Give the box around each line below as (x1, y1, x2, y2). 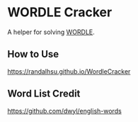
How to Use (7, 48, 59, 60)
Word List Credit (7, 88, 81, 100)
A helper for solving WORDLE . (7, 28, 96, 36)
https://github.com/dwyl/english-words (7, 106, 122, 115)
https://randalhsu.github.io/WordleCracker (7, 67, 131, 75)
